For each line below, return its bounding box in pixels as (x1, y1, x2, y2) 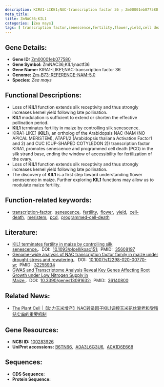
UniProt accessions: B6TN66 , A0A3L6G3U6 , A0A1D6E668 (12, 344, 134, 349)
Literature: (5, 228, 38, 237)
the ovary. (12, 156, 33, 162)
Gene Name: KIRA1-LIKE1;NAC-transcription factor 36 (12, 66, 121, 72)
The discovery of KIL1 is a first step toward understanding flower (12, 171, 143, 177)
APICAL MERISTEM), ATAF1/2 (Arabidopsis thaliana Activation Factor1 (12, 135, 152, 141)
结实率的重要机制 (12, 311, 47, 317)
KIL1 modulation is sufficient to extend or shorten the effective (12, 114, 138, 120)
